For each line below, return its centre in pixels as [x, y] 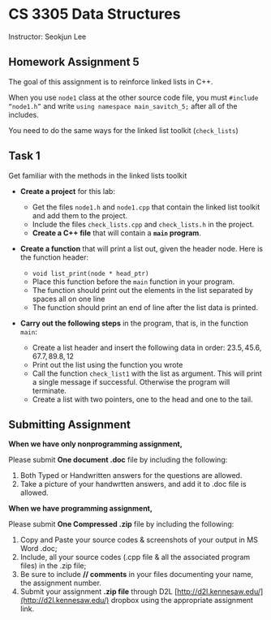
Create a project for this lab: [68, 191]
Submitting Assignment [70, 424]
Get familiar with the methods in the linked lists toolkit [98, 175]
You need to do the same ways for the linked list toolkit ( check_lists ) [123, 130]
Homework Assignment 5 [74, 62]
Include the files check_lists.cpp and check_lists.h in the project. [143, 224]
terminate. [49, 390]
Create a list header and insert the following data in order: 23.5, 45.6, [147, 347]
